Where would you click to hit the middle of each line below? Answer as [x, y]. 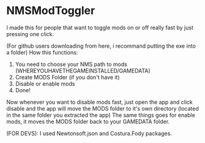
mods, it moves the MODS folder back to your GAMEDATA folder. [88, 121]
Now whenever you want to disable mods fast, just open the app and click [99, 102]
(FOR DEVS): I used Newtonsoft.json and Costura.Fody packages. [89, 133]
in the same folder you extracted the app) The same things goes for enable [101, 115]
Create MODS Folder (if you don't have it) [68, 77]
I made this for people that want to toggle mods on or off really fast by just [100, 28]
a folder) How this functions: [42, 52]
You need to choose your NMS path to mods [71, 64]
